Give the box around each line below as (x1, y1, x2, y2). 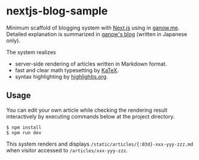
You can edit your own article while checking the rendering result (6, 106, 168, 114)
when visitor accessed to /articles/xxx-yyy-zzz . (6, 146, 128, 154)
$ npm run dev (6, 129, 42, 136)
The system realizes (6, 48, 56, 55)
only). (6, 37, 21, 44)
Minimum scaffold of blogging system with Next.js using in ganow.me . (6, 24, 180, 31)
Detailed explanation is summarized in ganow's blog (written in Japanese (6, 30, 188, 37)
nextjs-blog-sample (6, 4, 108, 18)
